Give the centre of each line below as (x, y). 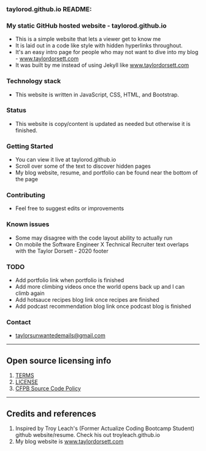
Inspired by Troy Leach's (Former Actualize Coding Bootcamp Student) (105, 428)
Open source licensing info (59, 360)
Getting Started (30, 146)
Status (16, 111)
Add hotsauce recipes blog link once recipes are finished (87, 300)
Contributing (26, 195)
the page (27, 179)
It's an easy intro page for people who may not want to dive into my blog (107, 52)
